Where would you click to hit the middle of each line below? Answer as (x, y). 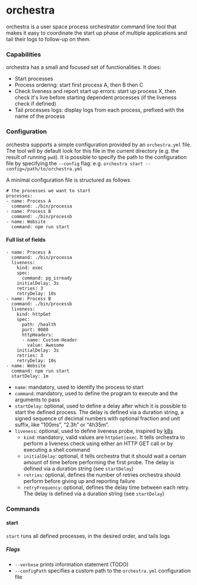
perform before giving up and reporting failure (79, 481)
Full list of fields (26, 240)
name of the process (40, 116)
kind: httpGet (34, 314)
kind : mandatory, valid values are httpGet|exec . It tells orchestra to (104, 437)
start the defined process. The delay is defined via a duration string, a (99, 412)
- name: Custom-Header (49, 340)
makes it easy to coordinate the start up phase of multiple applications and (96, 32)
